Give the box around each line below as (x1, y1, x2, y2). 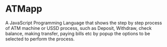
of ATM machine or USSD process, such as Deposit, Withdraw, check (5, 25, 152, 31)
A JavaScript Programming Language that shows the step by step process (5, 20, 162, 26)
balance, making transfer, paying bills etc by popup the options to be (5, 30, 150, 36)
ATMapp (5, 3, 43, 15)
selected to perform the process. (5, 36, 75, 42)
